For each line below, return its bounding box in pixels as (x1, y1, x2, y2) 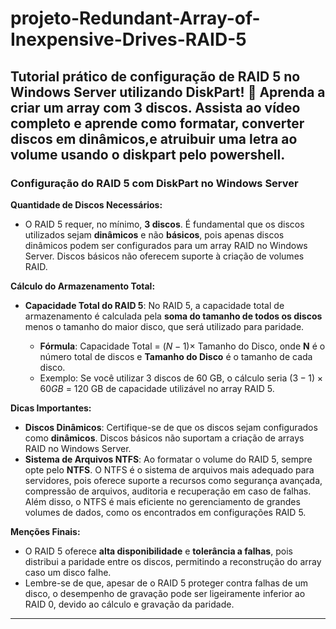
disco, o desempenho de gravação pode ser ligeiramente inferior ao (24, 587, 306, 599)
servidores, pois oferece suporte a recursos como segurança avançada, (24, 474, 323, 486)
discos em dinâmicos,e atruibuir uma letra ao (10, 130, 298, 147)
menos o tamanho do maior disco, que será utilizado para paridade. (24, 320, 305, 332)
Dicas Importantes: (10, 402, 92, 414)
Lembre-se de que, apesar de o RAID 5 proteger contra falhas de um (24, 577, 309, 589)
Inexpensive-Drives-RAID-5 (10, 28, 247, 51)
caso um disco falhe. (24, 566, 112, 578)
